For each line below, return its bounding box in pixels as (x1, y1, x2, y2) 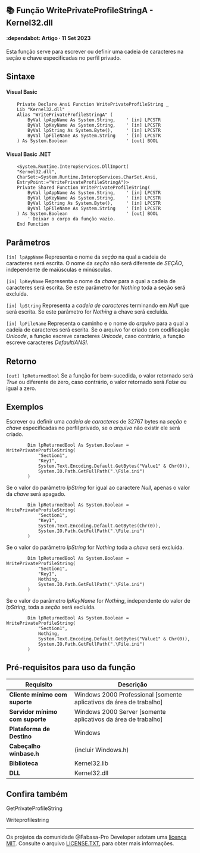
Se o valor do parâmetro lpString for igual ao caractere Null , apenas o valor (6, 484, 190, 491)
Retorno (6, 356, 37, 366)
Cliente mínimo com (9, 690, 67, 698)
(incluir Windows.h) (74, 745, 129, 754)
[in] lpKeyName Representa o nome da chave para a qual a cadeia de (6, 278, 176, 285)
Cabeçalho (9, 742, 40, 750)
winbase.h (9, 749, 40, 757)
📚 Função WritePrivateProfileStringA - (6, 5, 154, 16)
